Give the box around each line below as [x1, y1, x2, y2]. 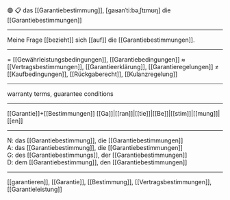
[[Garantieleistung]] [7, 185, 63, 193]
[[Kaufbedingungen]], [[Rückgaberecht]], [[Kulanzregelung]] [7, 70, 178, 78]
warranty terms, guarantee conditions [7, 90, 114, 98]
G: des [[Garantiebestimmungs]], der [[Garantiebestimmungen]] [7, 151, 188, 159]
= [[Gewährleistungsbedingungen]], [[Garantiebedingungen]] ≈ [7, 55, 186, 64]
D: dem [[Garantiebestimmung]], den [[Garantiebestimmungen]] [7, 158, 188, 166]
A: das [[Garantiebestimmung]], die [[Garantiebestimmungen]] [7, 144, 183, 151]
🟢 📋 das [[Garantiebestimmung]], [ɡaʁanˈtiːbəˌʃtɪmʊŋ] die [7, 6, 171, 14]
